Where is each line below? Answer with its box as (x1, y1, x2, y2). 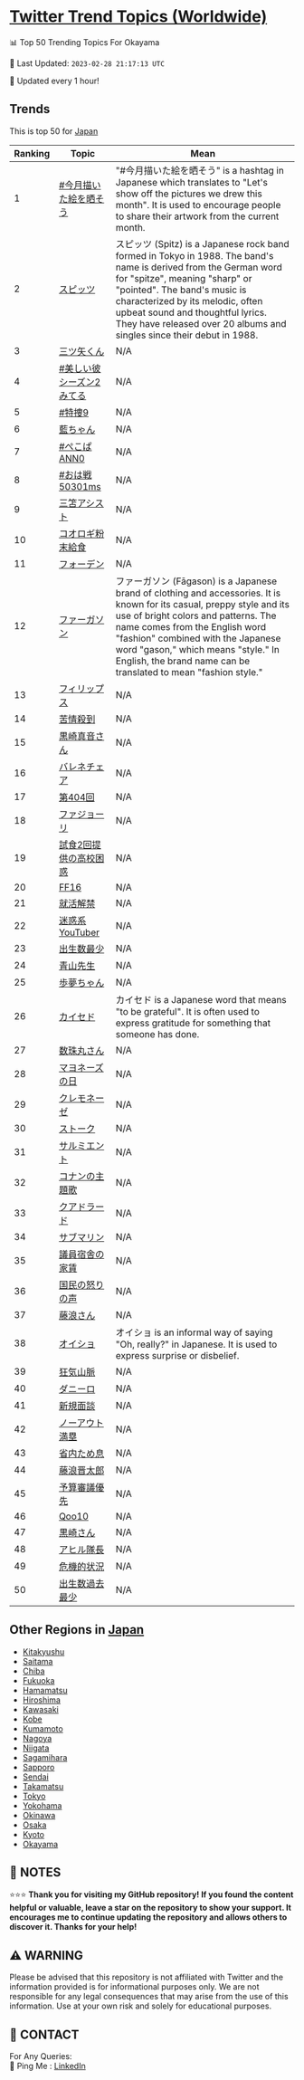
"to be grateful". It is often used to (115, 1005, 261, 1017)
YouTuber (58, 926, 100, 939)
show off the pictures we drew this (115, 187, 262, 200)
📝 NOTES (9, 1865, 62, 1880)
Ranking (14, 147, 51, 159)
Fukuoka (22, 1674, 55, 1685)
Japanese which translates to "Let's (115, 176, 269, 188)
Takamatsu (22, 1780, 64, 1791)
